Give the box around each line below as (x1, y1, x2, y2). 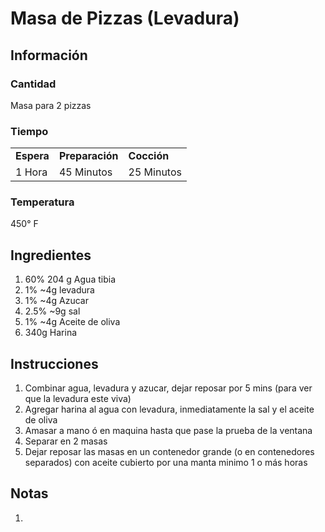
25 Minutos (128, 165, 182, 179)
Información (10, 47, 88, 64)
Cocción (128, 149, 170, 163)
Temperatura (10, 195, 75, 209)
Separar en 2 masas (24, 435, 108, 447)
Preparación (58, 149, 119, 163)
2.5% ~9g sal (24, 305, 81, 317)
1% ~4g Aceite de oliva (24, 316, 121, 328)
